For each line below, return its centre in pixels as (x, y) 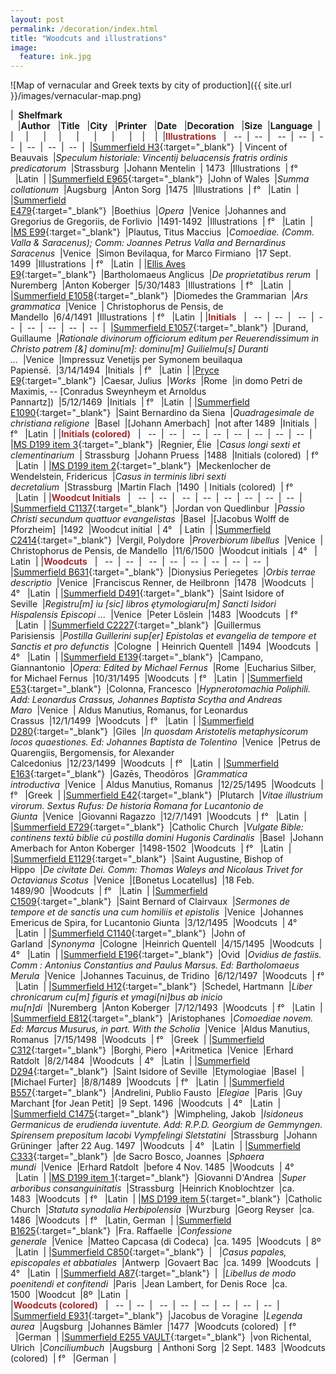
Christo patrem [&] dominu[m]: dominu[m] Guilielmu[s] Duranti (139, 349)
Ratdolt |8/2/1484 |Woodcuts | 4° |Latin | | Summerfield (130, 1061)
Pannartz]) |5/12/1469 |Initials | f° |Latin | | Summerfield (130, 402)
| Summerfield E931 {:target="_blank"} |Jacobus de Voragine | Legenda (156, 1316)
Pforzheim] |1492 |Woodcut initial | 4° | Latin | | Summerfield (141, 530)
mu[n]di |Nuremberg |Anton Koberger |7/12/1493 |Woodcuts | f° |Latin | (166, 1008)
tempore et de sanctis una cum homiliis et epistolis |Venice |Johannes (157, 912)
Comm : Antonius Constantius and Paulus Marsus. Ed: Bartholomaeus (155, 965)
